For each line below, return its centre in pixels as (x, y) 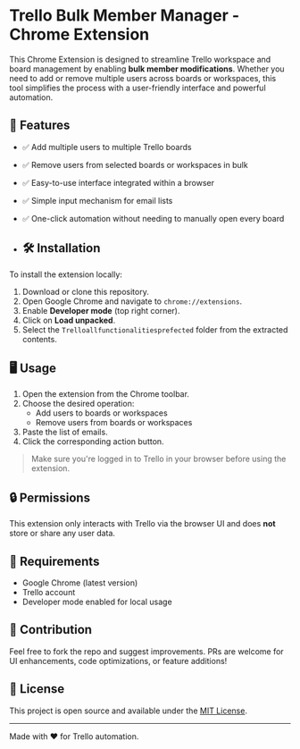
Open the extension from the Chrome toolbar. (106, 394)
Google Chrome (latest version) (80, 583)
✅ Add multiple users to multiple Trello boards (107, 147)
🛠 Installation (61, 248)
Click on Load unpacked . (69, 320)
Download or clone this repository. (85, 291)
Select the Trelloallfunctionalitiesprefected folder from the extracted (155, 329)
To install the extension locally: (66, 274)
